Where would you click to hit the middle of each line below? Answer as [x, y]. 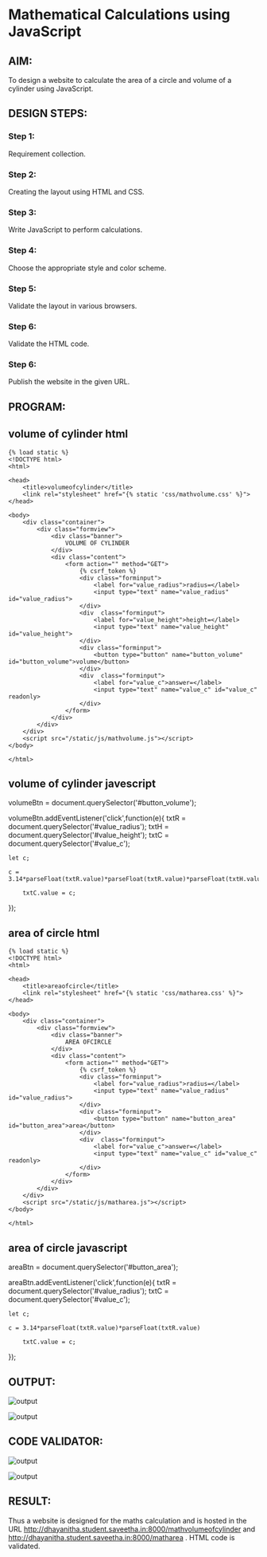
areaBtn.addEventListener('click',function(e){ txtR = [93, 1283]
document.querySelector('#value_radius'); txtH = [89, 827]
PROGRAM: [37, 407]
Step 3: [23, 212]
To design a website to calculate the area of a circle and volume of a [120, 80]
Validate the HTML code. [49, 344]
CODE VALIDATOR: [56, 1442]
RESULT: [30, 1502]
